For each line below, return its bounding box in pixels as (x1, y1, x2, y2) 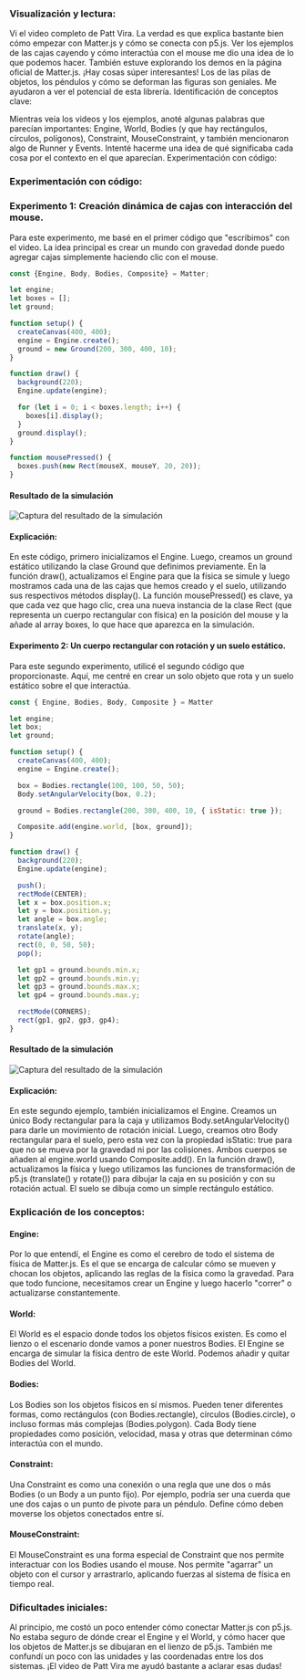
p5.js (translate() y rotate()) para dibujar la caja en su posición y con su (9, 1173, 276, 1184)
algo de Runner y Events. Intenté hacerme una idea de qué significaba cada (9, 142, 294, 153)
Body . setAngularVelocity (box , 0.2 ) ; (17, 789, 157, 799)
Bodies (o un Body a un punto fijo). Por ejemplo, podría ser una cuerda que (9, 1488, 291, 1499)
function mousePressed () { (9, 453, 112, 463)
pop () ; (17, 949, 43, 958)
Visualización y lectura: (9, 7, 117, 20)
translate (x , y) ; (17, 923, 84, 933)
